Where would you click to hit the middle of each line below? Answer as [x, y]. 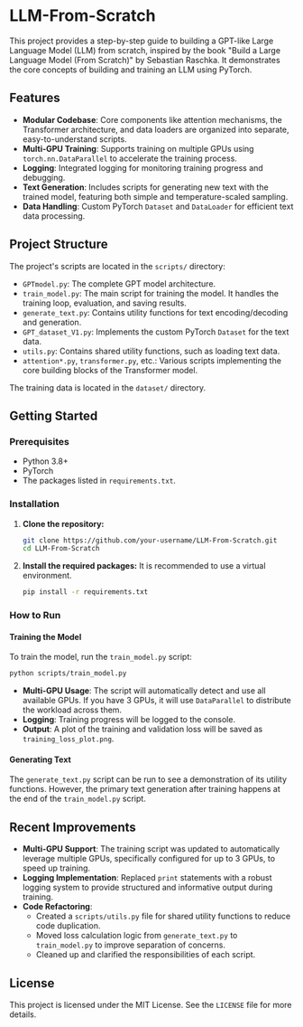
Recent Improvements [73, 827]
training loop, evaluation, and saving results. [104, 303]
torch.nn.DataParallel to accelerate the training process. [129, 158]
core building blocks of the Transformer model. [110, 370]
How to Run [35, 616]
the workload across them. [72, 710]
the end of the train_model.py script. [78, 799]
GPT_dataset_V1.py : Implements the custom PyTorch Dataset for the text [156, 332]
